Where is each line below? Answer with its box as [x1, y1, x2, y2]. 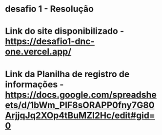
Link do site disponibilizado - [5, 26, 124, 37]
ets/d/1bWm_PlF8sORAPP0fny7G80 [5, 100, 155, 110]
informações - [5, 79, 64, 90]
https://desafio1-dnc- [5, 36, 95, 47]
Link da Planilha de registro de [5, 68, 130, 80]
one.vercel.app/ [5, 46, 72, 57]
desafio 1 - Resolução [5, 3, 94, 15]
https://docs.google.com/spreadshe [5, 89, 157, 100]
